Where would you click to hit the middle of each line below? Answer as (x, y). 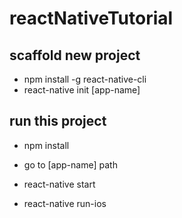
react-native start (59, 184)
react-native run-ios (65, 203)
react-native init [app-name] (82, 90)
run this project (58, 121)
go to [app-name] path (70, 164)
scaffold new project (75, 55)
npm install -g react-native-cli (85, 79)
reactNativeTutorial (91, 18)
